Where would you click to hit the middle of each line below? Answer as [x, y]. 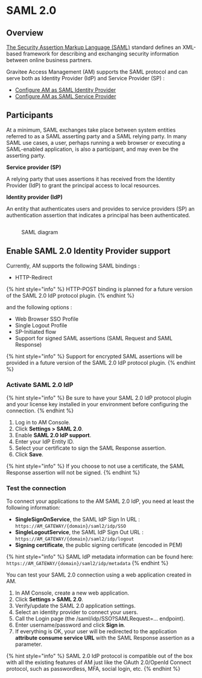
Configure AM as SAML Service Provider [65, 96]
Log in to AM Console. [43, 422]
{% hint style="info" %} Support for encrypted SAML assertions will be [94, 356]
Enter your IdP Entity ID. [44, 441]
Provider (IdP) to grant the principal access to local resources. [84, 185]
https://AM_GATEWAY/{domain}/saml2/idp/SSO [71, 526]
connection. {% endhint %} [40, 411]
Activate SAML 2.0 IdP [40, 385]
